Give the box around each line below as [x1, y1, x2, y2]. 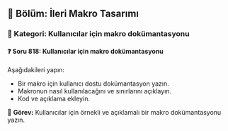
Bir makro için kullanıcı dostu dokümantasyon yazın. [17, 79, 169, 88]
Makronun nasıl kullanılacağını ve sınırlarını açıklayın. [17, 86, 172, 95]
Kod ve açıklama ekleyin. [17, 94, 91, 103]
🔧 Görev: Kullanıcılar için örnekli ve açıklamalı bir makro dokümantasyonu [7, 108, 222, 116]
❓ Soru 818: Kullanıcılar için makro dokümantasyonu [7, 47, 164, 55]
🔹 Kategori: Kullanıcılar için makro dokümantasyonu [7, 29, 190, 39]
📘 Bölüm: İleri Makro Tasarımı [7, 8, 139, 20]
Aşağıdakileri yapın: [7, 65, 65, 74]
